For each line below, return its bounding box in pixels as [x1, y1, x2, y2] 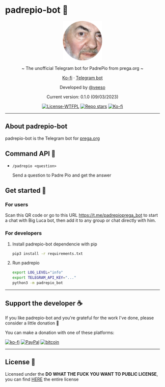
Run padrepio [12, 260, 40, 266]
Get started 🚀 [5, 186, 47, 195]
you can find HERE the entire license [5, 376, 79, 382]
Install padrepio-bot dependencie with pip [12, 241, 97, 247]
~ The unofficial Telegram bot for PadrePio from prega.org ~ [21, 65, 144, 71]
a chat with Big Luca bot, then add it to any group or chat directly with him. [5, 217, 156, 223]
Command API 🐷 [5, 149, 56, 158]
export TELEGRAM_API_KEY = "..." [12, 275, 77, 280]
